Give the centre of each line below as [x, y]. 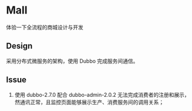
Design [19, 46]
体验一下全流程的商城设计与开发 [45, 27]
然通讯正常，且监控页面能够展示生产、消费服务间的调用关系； [89, 102]
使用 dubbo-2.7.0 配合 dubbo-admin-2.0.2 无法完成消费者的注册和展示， [102, 95]
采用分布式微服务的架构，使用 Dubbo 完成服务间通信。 [72, 61]
